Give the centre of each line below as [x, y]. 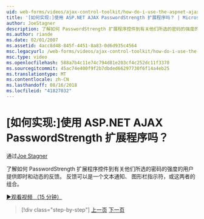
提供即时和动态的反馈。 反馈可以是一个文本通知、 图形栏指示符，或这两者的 [101, 176]
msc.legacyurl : [25, 52]
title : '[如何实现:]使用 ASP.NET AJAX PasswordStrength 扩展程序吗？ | [93, 18]
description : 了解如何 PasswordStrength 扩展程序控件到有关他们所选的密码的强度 [100, 29]
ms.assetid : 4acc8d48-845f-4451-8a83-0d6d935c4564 [72, 46]
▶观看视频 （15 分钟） [34, 197]
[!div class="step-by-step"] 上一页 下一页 [73, 209]
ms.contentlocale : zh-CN [38, 79]
